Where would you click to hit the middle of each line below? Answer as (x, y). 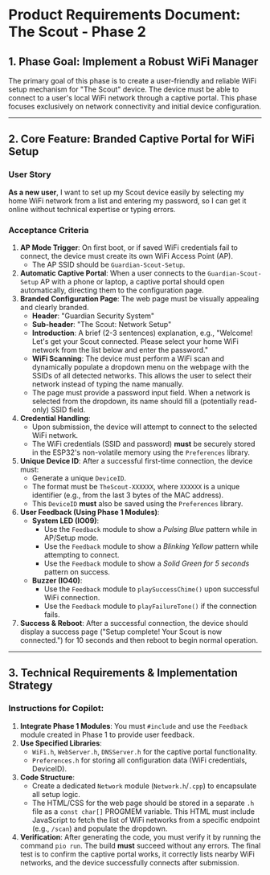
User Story (30, 174)
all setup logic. (56, 794)
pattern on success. (77, 571)
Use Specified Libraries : (61, 743)
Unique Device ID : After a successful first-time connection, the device (136, 460)
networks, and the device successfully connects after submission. (129, 862)
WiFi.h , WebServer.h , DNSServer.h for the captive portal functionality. (144, 751)
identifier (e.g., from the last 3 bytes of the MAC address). (128, 495)
